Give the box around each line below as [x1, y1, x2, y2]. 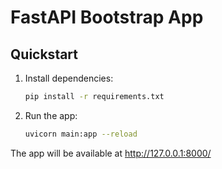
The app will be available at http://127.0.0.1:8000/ [10, 147, 212, 159]
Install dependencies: [24, 72, 114, 84]
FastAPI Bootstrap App [10, 6, 204, 29]
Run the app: [24, 109, 78, 121]
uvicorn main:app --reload [24, 129, 138, 139]
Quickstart [10, 46, 79, 63]
